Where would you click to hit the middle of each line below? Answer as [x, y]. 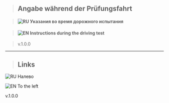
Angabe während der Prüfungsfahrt [75, 9]
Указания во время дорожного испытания [77, 21]
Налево [26, 76]
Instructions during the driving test [67, 33]
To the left [28, 86]
